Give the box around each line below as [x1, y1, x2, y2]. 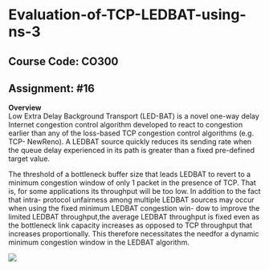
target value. [8, 154, 51, 163]
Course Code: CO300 [8, 54, 119, 68]
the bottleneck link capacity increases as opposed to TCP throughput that [8, 220, 253, 230]
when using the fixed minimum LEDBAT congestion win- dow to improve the [8, 204, 260, 213]
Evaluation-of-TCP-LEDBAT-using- [8, 6, 247, 24]
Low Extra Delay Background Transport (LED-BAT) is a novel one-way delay [8, 111, 259, 121]
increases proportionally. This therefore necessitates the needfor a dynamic [8, 229, 259, 239]
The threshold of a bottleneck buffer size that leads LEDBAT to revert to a [8, 170, 251, 179]
